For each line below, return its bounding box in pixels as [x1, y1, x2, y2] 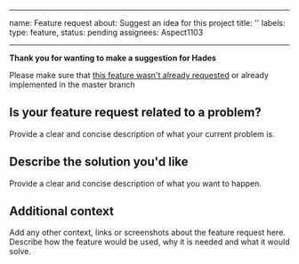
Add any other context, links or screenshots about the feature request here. [9, 228, 287, 238]
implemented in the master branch [9, 79, 135, 90]
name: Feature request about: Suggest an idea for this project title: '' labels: [9, 18, 287, 28]
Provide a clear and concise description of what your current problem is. [9, 128, 275, 139]
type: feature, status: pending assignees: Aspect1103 [9, 28, 204, 37]
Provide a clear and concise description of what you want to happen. [9, 178, 263, 188]
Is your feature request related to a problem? [9, 105, 262, 120]
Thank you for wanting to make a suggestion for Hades [9, 52, 216, 63]
